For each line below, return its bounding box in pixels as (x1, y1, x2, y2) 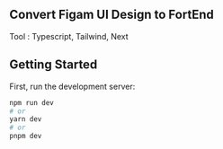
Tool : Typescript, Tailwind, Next (9, 31, 129, 41)
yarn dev (9, 115, 42, 124)
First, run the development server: (9, 81, 136, 92)
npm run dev (9, 98, 54, 107)
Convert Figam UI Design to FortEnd (9, 7, 214, 22)
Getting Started (9, 57, 98, 73)
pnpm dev (9, 132, 42, 141)
